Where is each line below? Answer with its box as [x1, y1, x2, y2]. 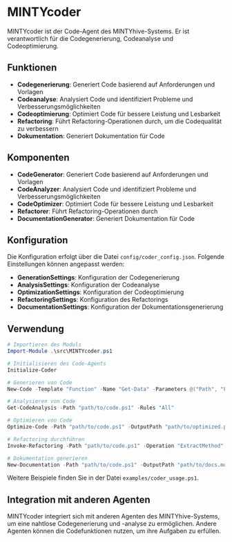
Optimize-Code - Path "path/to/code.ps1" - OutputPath [7, 424, 162, 431]
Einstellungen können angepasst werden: [7, 260, 125, 269]
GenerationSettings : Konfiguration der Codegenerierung [17, 273, 180, 282]
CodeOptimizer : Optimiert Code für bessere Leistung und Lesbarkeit [17, 199, 214, 208]
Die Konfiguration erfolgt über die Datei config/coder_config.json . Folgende [7, 253, 224, 261]
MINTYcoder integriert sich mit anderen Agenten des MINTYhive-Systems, [7, 512, 220, 521]
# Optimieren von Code [7, 417, 72, 424]
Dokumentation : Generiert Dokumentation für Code [17, 132, 165, 140]
